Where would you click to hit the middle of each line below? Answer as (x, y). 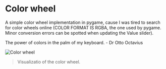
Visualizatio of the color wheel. (49, 62)
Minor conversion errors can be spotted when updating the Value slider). (79, 33)
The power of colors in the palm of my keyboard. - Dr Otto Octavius (74, 42)
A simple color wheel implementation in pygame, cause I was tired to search (83, 22)
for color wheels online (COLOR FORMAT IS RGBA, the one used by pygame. (83, 27)
